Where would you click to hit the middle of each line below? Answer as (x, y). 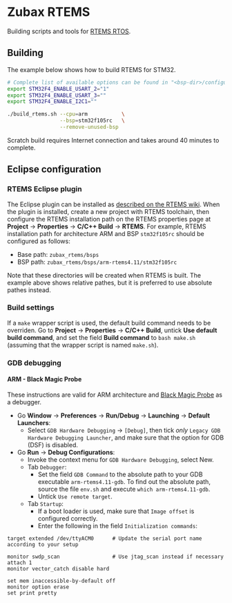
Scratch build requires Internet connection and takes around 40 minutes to (113, 140)
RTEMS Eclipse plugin (45, 189)
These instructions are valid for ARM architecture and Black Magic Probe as (115, 395)
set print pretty (32, 593)
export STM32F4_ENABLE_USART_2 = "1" (58, 89)
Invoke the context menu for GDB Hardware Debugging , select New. (120, 459)
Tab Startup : (46, 503)
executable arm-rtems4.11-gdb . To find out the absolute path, (124, 481)
